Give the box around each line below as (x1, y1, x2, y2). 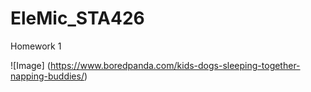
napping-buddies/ (10, 70, 85, 82)
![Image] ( (10, 59, 51, 71)
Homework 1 (10, 40, 62, 52)
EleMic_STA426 (10, 7, 145, 30)
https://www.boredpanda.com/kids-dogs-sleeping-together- (49, 59, 301, 71)
